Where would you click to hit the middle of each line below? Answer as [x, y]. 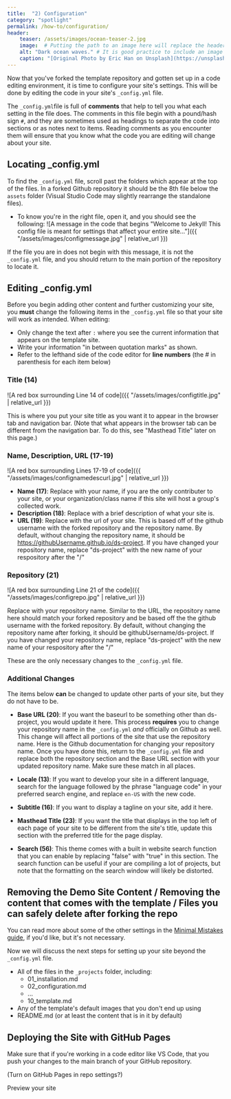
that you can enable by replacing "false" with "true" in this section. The [118, 855]
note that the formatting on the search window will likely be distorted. [115, 871]
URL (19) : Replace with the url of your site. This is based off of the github [120, 520]
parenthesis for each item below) [64, 362]
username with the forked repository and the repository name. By [110, 528]
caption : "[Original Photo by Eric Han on [81, 59]
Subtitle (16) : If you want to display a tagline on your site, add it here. [115, 807]
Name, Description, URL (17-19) [60, 455]
